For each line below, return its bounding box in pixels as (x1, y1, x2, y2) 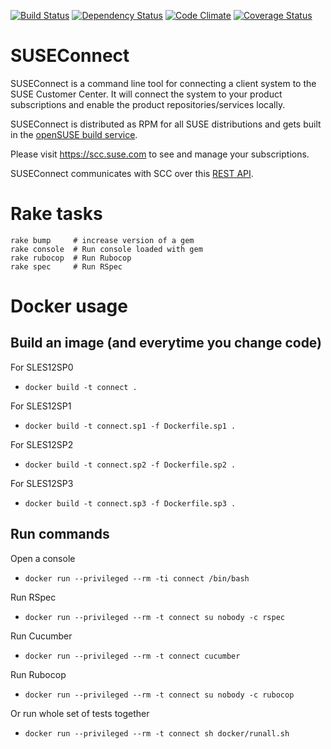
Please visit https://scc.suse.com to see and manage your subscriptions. (10, 148, 310, 160)
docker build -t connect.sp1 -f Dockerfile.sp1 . (24, 421, 237, 431)
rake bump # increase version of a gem (10, 235, 195, 245)
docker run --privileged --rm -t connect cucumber (24, 651, 241, 661)
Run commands (10, 526, 110, 543)
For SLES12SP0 (10, 361, 74, 373)
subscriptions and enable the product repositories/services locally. (10, 98, 286, 110)
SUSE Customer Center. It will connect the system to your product (10, 88, 283, 100)
